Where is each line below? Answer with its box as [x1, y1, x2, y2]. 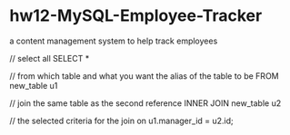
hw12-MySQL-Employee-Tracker [9, 5, 263, 26]
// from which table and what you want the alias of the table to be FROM [9, 70, 279, 82]
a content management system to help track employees [9, 35, 218, 46]
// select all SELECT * [9, 53, 90, 63]
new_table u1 [9, 80, 58, 91]
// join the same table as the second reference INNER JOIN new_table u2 [9, 97, 282, 109]
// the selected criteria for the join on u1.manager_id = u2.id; [9, 115, 234, 126]
